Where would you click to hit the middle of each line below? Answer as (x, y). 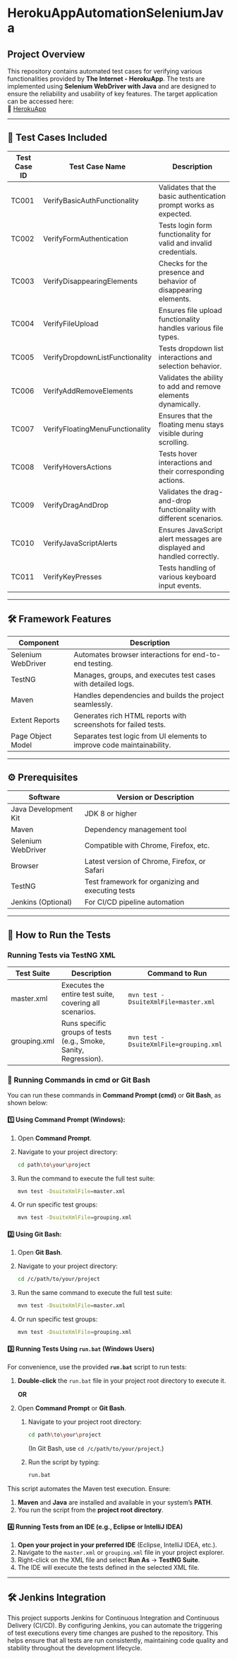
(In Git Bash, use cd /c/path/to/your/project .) (96, 1449)
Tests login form (185, 225)
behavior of (177, 281)
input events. (180, 586)
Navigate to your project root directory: (85, 1422)
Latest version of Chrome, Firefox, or (145, 862)
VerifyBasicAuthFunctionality (91, 200)
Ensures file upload (190, 310)
